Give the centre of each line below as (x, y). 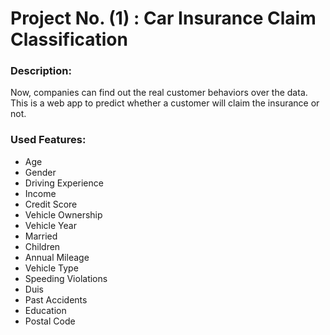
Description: (41, 71)
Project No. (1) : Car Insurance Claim (163, 18)
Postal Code (50, 321)
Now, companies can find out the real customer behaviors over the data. (159, 93)
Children (42, 246)
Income (40, 193)
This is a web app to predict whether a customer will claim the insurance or (165, 103)
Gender (40, 172)
